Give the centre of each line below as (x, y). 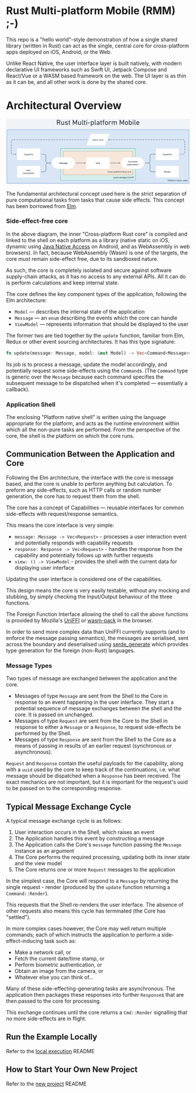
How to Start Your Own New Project (72, 1070)
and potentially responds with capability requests (73, 543)
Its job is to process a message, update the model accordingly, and (87, 364)
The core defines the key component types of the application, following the (97, 294)
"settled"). (18, 917)
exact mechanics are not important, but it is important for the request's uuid (97, 782)
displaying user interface (44, 567)
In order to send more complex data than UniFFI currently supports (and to (96, 632)
